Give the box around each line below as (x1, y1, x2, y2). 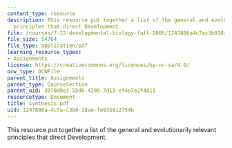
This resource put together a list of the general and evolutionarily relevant (7, 125, 216, 133)
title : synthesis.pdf (7, 100, 70, 107)
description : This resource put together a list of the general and (7, 17, 209, 24)
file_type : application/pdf (7, 42, 88, 49)
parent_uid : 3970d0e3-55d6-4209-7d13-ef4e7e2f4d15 (7, 87, 156, 94)
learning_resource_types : (7, 49, 81, 56)
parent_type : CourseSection (7, 81, 88, 88)
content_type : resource (7, 10, 76, 17)
